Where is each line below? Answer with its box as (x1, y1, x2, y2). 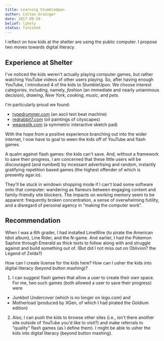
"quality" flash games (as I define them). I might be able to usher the (12, 325, 151, 331)
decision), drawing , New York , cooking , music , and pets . (5, 92, 119, 98)
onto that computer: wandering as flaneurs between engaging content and (5, 186, 156, 192)
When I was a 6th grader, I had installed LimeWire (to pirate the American (5, 229, 153, 236)
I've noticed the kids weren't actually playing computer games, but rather (5, 71, 153, 77)
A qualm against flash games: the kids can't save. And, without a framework (5, 151, 159, 157)
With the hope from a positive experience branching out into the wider (5, 131, 147, 137)
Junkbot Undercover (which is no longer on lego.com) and (12, 294, 131, 300)
